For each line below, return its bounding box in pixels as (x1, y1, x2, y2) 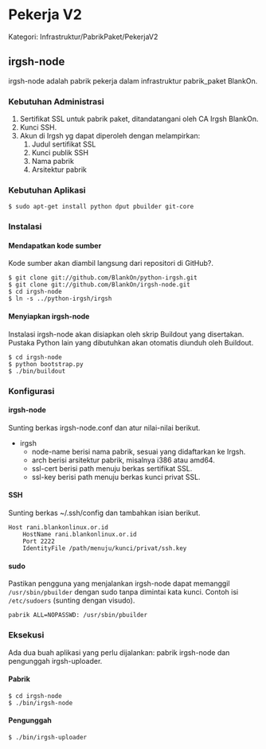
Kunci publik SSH (31, 148, 89, 158)
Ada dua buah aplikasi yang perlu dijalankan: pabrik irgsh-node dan (8, 647, 230, 657)
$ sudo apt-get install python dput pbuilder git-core (8, 203, 194, 211)
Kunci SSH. (19, 123, 57, 132)
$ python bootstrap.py (8, 360, 84, 368)
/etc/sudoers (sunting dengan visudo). (8, 595, 135, 606)
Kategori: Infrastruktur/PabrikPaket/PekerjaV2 (8, 32, 158, 41)
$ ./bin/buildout (8, 367, 66, 375)
